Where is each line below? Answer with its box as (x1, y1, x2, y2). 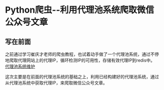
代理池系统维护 (5, 64, 35, 69)
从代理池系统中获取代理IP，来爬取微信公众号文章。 (5, 80, 107, 86)
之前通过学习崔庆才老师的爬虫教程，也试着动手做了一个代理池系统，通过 (5, 52, 150, 57)
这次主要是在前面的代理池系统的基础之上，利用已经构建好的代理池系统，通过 (5, 74, 159, 79)
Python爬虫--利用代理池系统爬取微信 (5, 4, 155, 16)
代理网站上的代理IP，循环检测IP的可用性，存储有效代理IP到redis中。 (18, 57, 155, 63)
